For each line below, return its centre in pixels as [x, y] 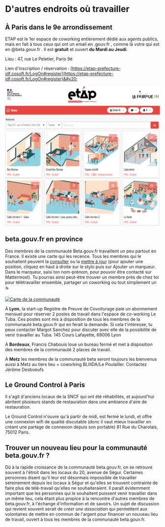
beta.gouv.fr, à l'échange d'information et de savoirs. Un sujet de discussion [82, 504]
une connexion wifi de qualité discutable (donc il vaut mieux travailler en [78, 422]
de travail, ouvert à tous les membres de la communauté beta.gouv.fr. [75, 520]
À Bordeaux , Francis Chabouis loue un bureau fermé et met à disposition [79, 344]
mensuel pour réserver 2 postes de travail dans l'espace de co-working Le [81, 314]
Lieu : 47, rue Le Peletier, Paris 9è [39, 59]
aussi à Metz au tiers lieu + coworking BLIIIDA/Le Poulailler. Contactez [76, 364]
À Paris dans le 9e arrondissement [59, 27]
